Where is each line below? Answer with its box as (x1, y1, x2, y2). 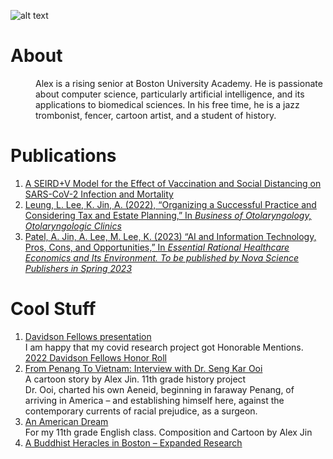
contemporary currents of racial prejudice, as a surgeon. (24, 405, 258, 417)
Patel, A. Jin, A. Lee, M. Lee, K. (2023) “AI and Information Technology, (24, 230, 317, 242)
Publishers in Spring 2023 (24, 262, 133, 274)
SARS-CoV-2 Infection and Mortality (24, 188, 174, 200)
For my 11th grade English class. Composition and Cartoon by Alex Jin (24, 426, 313, 438)
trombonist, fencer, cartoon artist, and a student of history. (35, 109, 277, 121)
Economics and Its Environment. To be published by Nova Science (24, 251, 300, 264)
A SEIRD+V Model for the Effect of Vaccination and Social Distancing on (24, 177, 322, 189)
